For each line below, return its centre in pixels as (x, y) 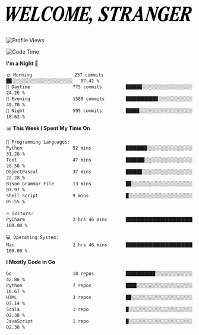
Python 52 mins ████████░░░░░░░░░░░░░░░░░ (99, 148)
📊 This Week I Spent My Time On (48, 128)
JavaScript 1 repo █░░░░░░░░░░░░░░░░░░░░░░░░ (99, 321)
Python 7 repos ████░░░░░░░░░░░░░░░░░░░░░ (99, 286)
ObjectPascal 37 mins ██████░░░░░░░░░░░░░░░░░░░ (99, 172)
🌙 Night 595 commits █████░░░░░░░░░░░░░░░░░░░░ (99, 111)
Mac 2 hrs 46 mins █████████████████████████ (99, 245)
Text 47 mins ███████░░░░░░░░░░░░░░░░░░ (99, 160)
